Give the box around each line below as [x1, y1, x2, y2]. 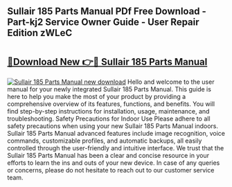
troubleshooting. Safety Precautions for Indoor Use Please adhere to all [7, 114, 211, 123]
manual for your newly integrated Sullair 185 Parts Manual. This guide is [7, 85, 211, 93]
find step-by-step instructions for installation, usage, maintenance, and [7, 107, 210, 115]
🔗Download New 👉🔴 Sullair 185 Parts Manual [7, 55, 208, 68]
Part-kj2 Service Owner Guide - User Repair [7, 17, 199, 28]
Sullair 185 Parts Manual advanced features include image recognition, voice [7, 130, 226, 137]
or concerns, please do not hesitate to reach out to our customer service [7, 166, 215, 174]
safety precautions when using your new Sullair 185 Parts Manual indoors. [7, 122, 218, 130]
